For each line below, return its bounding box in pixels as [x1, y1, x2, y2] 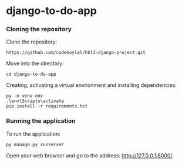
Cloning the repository [6, 25, 72, 33]
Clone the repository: [6, 38, 58, 45]
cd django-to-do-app [6, 72, 57, 78]
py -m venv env [6, 93, 43, 99]
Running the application [6, 117, 76, 125]
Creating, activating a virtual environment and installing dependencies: [6, 82, 177, 89]
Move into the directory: [6, 60, 65, 67]
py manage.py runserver [6, 142, 65, 147]
